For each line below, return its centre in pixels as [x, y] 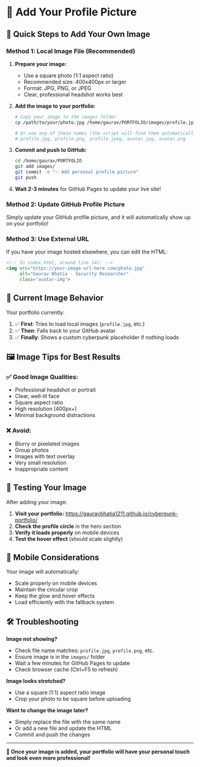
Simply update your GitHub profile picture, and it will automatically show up [99, 217]
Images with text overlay [45, 456]
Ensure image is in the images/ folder [60, 657]
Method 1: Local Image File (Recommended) [71, 51]
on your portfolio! [27, 224]
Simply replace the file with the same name [68, 722]
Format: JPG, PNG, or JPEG [57, 88]
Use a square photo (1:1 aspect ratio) [68, 75]
